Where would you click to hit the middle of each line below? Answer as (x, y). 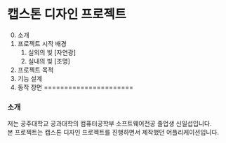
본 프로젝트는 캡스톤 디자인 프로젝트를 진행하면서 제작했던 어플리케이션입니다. (113, 133)
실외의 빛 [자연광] (52, 52)
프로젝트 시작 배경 (42, 43)
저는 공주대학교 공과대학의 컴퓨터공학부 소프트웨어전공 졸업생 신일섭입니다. (109, 123)
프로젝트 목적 (35, 70)
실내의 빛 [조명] (49, 61)
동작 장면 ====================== (75, 87)
